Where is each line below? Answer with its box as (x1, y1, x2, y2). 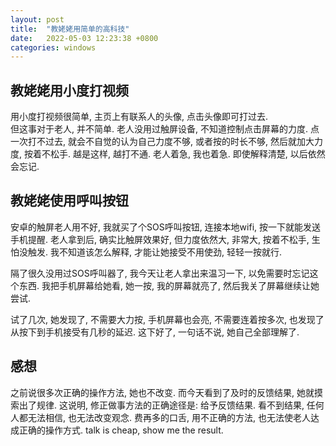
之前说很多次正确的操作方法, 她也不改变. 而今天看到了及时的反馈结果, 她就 (10, 386, 315, 398)
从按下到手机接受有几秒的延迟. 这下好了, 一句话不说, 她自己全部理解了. (10, 326, 300, 338)
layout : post (10, 14, 65, 25)
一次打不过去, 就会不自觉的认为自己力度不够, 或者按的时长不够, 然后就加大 (10, 136, 315, 148)
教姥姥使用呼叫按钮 (10, 192, 129, 210)
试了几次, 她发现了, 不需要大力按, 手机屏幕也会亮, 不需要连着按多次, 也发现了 (10, 313, 325, 325)
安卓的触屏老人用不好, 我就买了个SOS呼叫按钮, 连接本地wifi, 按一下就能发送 (10, 221, 322, 233)
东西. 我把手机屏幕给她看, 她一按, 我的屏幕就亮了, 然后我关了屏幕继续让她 (18, 279, 320, 291)
